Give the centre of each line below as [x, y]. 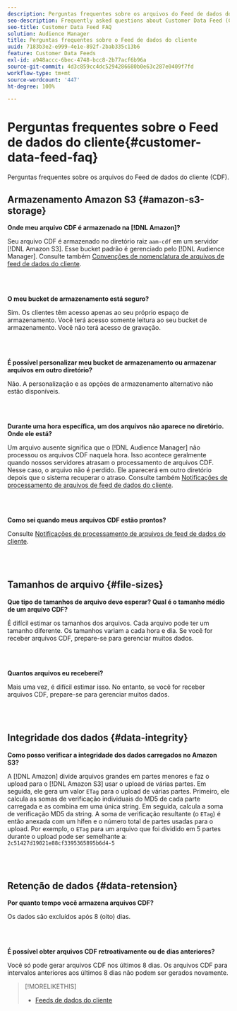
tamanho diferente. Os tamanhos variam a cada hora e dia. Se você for [110, 630]
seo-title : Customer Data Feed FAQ [60, 27]
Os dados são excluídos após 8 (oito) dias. [69, 917]
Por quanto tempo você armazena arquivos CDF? [80, 903]
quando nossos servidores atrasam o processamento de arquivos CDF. [110, 462]
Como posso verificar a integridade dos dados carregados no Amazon [112, 755]
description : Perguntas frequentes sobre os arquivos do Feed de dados [115, 14]
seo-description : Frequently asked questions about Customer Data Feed [115, 21]
